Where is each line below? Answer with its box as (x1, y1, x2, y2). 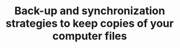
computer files (52, 30, 127, 43)
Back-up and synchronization (14, 4, 166, 18)
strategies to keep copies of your (5, 17, 174, 30)
